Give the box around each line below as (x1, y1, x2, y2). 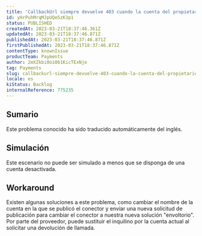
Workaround (6, 182, 55, 193)
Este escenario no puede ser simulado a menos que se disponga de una (6, 159, 185, 166)
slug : (6, 70, 20, 76)
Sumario (6, 110, 39, 120)
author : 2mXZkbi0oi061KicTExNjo (6, 59, 87, 65)
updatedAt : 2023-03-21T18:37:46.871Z (6, 31, 101, 37)
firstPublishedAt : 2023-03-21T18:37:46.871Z (6, 43, 120, 49)
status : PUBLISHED (6, 20, 52, 26)
